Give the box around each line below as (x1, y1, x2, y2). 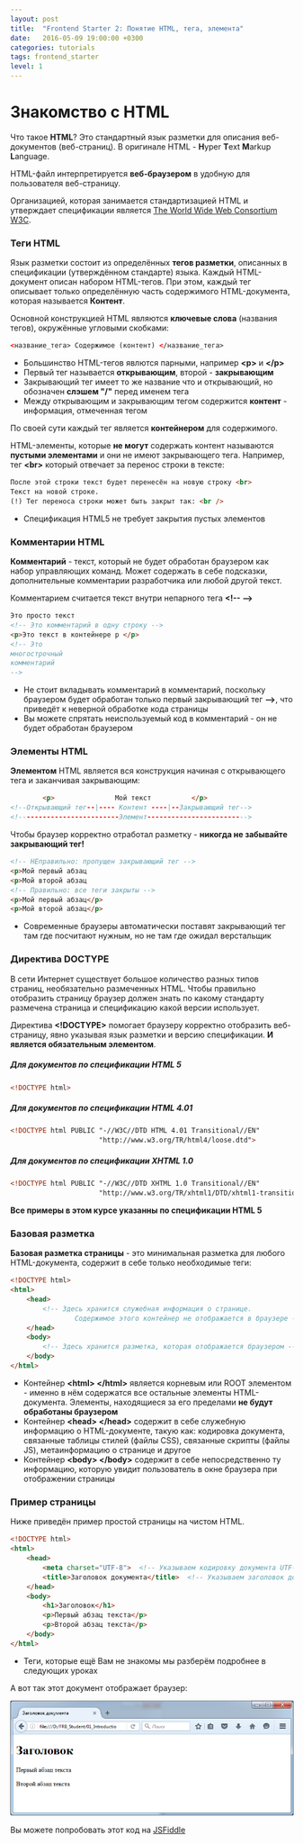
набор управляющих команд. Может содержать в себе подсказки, (10, 565, 268, 576)
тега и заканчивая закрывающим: (10, 775, 140, 786)
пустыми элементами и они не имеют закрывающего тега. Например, (10, 450, 286, 461)
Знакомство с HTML (10, 102, 170, 122)
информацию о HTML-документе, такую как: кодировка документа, (22, 1425, 286, 1436)
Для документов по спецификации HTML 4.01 (10, 1103, 193, 1114)
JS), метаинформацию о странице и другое (22, 1444, 192, 1455)
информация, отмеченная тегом (22, 405, 147, 416)
